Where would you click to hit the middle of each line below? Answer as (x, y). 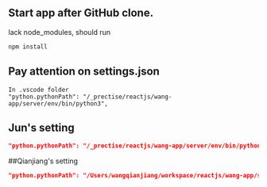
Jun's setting (42, 127)
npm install (28, 47)
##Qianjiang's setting (43, 161)
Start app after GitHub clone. (81, 13)
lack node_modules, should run (60, 32)
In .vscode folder (39, 90)
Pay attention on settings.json (84, 72)
